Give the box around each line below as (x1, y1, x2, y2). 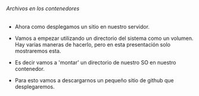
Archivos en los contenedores (6, 5, 80, 12)
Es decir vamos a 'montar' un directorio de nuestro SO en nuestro (14, 59, 176, 66)
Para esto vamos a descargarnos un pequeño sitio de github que (14, 77, 174, 84)
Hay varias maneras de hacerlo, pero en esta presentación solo (14, 41, 171, 48)
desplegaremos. (14, 83, 55, 91)
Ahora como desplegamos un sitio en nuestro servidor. (14, 23, 150, 30)
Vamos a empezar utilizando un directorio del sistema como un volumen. (14, 35, 194, 42)
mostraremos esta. (14, 48, 61, 55)
